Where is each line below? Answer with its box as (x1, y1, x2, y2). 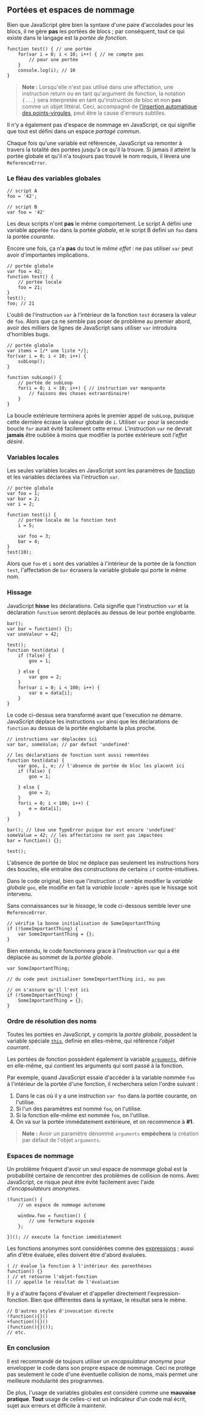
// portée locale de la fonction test (18, 517, 117, 524)
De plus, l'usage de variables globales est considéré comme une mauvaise (7, 1389, 196, 1396)
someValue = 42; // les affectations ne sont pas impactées (7, 832, 164, 838)
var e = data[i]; (29, 690, 73, 696)
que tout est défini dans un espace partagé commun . (7, 128, 141, 135)
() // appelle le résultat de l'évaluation (7, 1279, 120, 1286)
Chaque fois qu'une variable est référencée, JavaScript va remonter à (7, 139, 182, 147)
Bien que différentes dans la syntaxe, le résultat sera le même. (31, 1297, 187, 1304)
